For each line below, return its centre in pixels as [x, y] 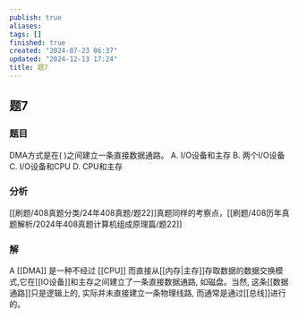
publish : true [36, 17]
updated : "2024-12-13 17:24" [64, 59]
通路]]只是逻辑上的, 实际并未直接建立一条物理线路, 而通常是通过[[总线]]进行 [148, 293]
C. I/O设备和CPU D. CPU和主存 [66, 166]
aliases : [26, 26]
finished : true [38, 43]
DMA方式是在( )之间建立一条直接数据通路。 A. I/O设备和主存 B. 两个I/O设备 [147, 155]
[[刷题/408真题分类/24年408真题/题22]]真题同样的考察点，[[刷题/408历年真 [149, 212]
